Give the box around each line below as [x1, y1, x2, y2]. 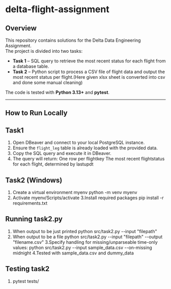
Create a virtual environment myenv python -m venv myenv [12, 189, 137, 196]
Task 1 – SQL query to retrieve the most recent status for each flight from [12, 58, 166, 64]
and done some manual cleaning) [12, 80, 83, 85]
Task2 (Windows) [5, 176, 63, 184]
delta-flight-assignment [5, 4, 109, 15]
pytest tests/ [12, 278, 39, 284]
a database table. [12, 63, 49, 69]
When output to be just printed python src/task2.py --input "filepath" [12, 228, 157, 234]
